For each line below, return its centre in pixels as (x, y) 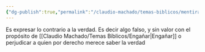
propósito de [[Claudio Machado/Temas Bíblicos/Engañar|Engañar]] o (94, 36)
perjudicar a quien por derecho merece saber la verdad (76, 42)
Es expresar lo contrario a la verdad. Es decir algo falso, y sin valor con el (98, 29)
